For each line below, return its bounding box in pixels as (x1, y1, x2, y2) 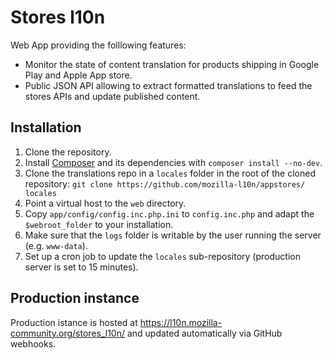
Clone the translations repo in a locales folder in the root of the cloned (24, 167, 316, 179)
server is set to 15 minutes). (24, 261, 139, 273)
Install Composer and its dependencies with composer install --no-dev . (24, 156, 323, 168)
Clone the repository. (24, 146, 112, 158)
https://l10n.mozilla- (139, 316, 223, 328)
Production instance (10, 290, 140, 307)
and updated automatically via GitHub (126, 327, 283, 339)
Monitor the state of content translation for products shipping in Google (24, 58, 320, 70)
